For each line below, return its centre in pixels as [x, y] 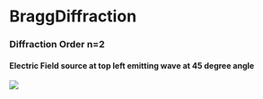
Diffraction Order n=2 [57, 45]
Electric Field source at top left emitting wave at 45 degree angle [132, 65]
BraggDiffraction [73, 16]
